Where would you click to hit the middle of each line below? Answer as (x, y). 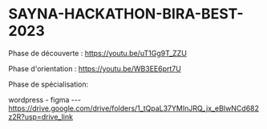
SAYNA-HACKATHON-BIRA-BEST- (126, 14)
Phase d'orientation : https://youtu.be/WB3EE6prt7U (95, 68)
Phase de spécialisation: (49, 84)
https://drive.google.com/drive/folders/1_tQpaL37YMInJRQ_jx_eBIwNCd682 (133, 108)
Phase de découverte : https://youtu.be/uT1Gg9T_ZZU (97, 53)
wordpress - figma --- (45, 99)
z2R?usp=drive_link (41, 116)
